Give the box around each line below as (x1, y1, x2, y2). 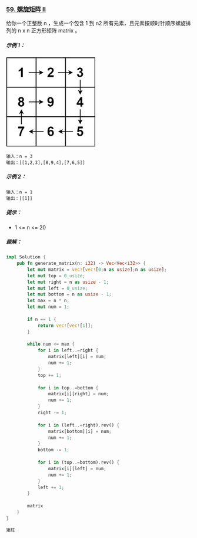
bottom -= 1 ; (37, 447, 69, 453)
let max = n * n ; (27, 298, 69, 304)
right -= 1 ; (37, 410, 67, 416)
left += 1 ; (37, 484, 65, 490)
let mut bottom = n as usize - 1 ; (27, 291, 112, 297)
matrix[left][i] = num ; (48, 354, 107, 360)
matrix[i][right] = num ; (48, 391, 109, 397)
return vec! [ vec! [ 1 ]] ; (37, 323, 94, 329)
